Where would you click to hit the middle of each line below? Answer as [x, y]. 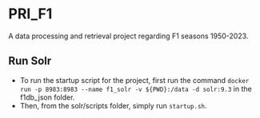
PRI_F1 [30, 14]
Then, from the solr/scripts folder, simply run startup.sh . [113, 105]
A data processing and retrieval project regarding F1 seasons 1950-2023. [128, 36]
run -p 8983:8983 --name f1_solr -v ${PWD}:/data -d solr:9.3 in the [136, 88]
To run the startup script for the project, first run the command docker [134, 80]
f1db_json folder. [47, 97]
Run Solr [30, 61]
